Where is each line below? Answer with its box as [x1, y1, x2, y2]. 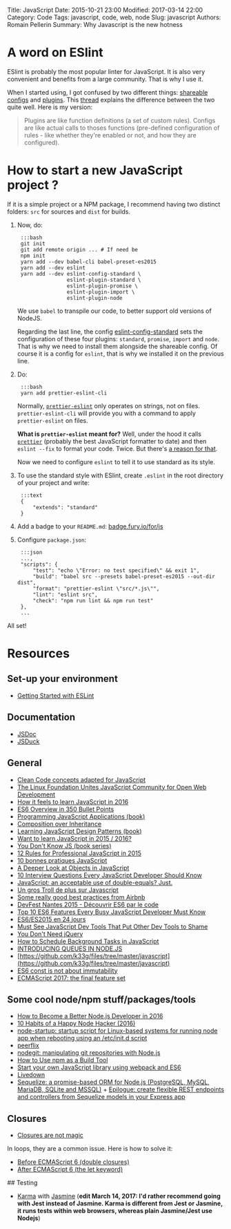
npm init [20, 252, 46, 259]
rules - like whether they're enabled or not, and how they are [23, 131, 197, 139]
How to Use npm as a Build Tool [17, 1056, 108, 1065]
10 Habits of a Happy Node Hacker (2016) [17, 1019, 136, 1028]
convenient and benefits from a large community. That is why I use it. [7, 75, 203, 83]
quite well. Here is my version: [7, 103, 93, 111]
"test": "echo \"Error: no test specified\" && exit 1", [32, 566, 200, 574]
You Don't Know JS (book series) [17, 841, 112, 850]
